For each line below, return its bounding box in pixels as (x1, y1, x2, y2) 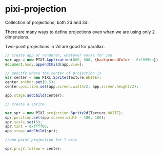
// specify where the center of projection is (5, 70, 102, 76)
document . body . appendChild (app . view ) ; (5, 62, 84, 67)
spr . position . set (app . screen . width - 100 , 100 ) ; (5, 115, 106, 120)
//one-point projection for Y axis (5, 138, 78, 142)
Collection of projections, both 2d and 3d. (5, 19, 89, 25)
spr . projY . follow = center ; (5, 146, 62, 151)
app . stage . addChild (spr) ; (5, 129, 58, 134)
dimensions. (5, 34, 30, 40)
